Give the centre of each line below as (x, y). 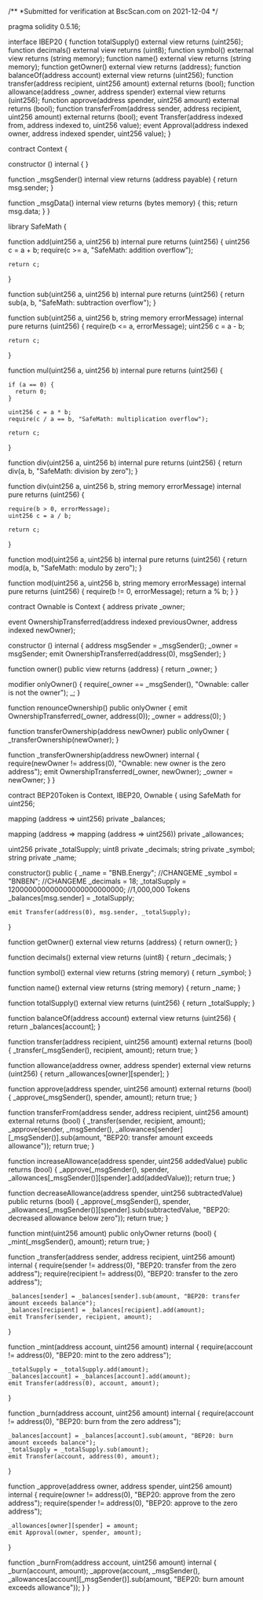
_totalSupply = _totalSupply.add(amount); (79, 1370)
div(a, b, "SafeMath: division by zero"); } (73, 471)
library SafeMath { (37, 226)
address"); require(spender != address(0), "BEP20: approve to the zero (123, 1503)
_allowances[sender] (149, 1129)
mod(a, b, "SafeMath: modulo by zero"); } (75, 568)
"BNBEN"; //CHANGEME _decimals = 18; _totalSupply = (97, 881)
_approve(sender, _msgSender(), (61, 1129)
